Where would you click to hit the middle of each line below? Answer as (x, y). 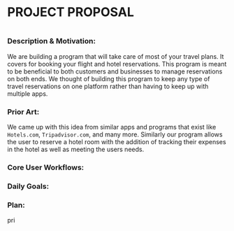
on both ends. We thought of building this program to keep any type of (109, 78)
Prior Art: (23, 111)
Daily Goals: (28, 186)
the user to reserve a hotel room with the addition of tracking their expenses (117, 142)
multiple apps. (28, 93)
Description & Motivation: (52, 41)
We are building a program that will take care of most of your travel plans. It (116, 56)
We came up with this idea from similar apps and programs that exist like (112, 127)
